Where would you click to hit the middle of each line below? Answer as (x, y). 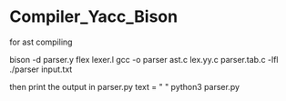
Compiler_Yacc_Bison (94, 17)
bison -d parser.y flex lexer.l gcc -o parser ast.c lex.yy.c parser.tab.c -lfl (144, 59)
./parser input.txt (41, 69)
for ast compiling (41, 42)
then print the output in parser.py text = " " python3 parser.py (124, 86)
